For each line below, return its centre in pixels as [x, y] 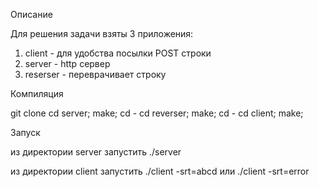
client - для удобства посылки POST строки [118, 53]
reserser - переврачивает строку [95, 74]
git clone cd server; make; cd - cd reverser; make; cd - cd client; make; [157, 113]
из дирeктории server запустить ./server [96, 152]
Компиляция [37, 93]
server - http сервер [67, 63]
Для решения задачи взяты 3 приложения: [102, 33]
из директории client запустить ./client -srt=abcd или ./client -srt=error [160, 171]
